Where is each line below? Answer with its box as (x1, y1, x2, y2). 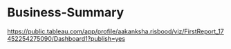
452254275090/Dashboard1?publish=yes (7, 34, 126, 42)
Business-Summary (7, 5, 124, 20)
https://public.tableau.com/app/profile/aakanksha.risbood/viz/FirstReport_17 (7, 27, 225, 35)
